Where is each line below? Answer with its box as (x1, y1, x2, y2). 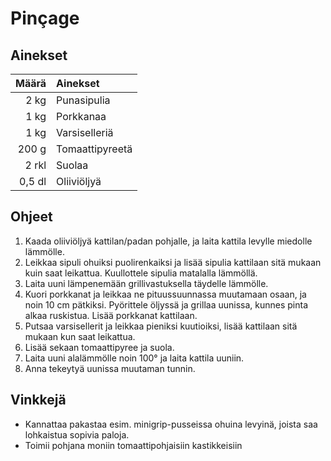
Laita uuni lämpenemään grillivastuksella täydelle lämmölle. (24, 277, 269, 289)
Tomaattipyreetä (56, 142, 133, 156)
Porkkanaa (56, 110, 107, 123)
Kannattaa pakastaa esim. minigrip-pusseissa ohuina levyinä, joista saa (24, 418, 318, 430)
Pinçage (10, 7, 80, 30)
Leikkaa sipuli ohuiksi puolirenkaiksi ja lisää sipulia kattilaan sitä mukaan (24, 256, 322, 268)
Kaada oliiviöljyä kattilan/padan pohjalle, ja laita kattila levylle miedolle (24, 235, 313, 247)
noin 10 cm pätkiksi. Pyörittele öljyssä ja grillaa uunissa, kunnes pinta (24, 298, 308, 311)
